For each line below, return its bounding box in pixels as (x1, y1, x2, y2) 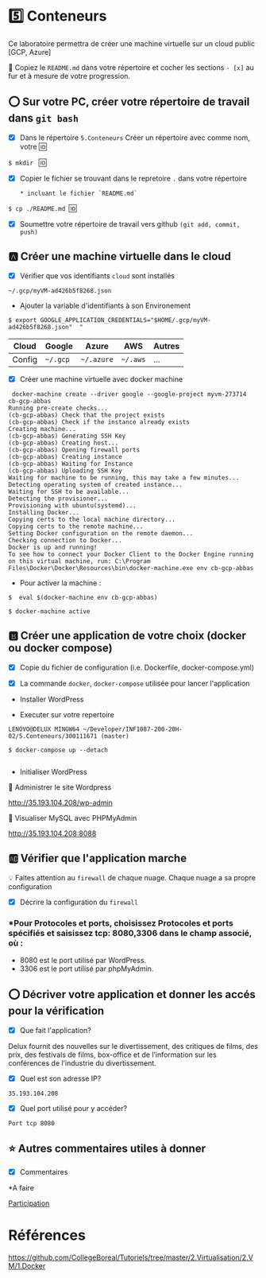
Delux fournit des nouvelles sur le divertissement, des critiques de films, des (8, 1041, 258, 1051)
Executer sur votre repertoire (19, 709, 115, 719)
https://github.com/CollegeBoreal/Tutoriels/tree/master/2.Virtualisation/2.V (8, 1253, 254, 1262)
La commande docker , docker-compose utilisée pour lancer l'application (19, 678, 250, 688)
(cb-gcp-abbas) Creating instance (8, 453, 123, 460)
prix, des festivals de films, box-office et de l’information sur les (8, 1050, 217, 1059)
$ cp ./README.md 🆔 (8, 203, 77, 212)
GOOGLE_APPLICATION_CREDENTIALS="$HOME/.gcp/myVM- (40, 316, 212, 324)
